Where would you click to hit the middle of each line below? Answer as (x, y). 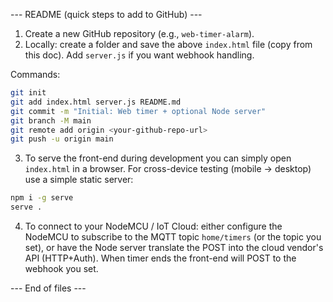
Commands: (35, 74)
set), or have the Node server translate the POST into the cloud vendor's (174, 247)
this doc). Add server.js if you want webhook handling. (139, 55)
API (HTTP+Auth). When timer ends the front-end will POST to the (160, 258)
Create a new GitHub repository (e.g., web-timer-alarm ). (139, 33)
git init (28, 93)
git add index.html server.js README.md (96, 102)
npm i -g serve (42, 198)
